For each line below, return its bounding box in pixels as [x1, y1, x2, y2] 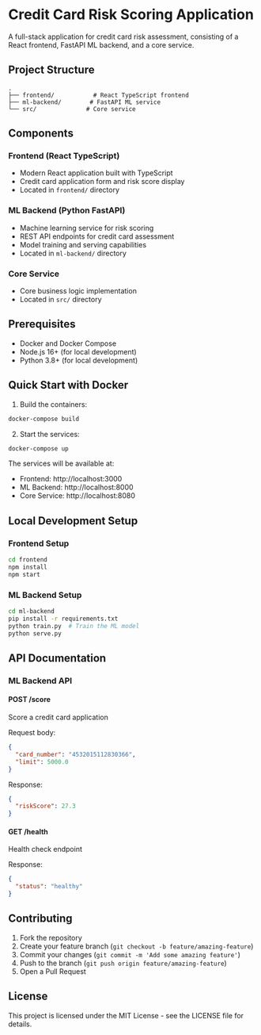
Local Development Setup [8, 514, 138, 527]
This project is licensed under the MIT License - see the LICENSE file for [8, 1010, 244, 1020]
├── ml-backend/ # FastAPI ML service [8, 98, 161, 106]
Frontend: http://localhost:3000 [19, 474, 123, 484]
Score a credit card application [8, 712, 108, 723]
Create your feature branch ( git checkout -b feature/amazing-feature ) [19, 941, 254, 951]
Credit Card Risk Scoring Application [8, 6, 255, 24]
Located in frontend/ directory [19, 185, 120, 195]
